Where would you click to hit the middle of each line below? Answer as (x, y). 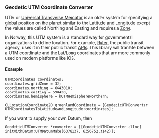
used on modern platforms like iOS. (40, 58)
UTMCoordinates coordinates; (34, 79)
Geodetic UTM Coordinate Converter (49, 7)
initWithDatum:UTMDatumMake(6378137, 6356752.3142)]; (60, 131)
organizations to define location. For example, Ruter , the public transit (74, 43)
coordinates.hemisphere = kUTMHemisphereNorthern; (57, 96)
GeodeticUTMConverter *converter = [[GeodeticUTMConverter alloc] (73, 127)
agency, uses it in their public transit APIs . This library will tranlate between (80, 48)
